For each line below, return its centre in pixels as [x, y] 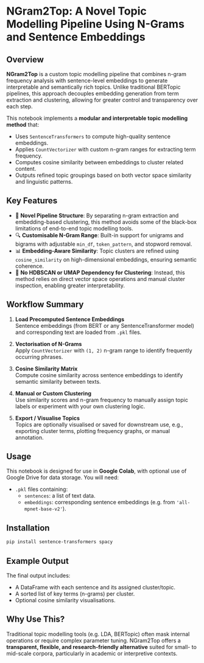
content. [26, 169]
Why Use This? [36, 620]
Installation [28, 528]
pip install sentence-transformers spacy [60, 542]
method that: [23, 125]
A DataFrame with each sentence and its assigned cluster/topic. [95, 587]
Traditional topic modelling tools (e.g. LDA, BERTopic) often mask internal [98, 634]
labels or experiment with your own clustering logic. [80, 406]
